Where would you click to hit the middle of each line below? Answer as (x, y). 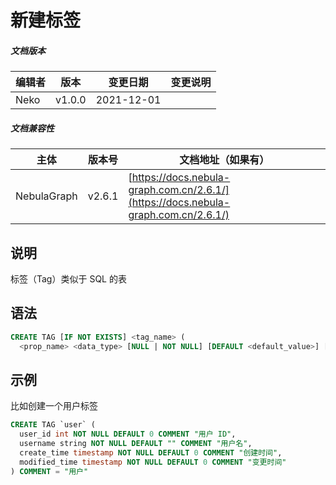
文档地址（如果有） (224, 160)
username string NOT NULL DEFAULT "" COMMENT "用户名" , (136, 444)
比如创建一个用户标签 (54, 406)
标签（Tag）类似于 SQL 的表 (68, 278)
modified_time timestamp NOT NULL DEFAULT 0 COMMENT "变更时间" (153, 462)
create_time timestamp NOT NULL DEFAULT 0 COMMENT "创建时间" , (151, 452)
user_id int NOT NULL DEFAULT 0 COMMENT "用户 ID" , (128, 434)
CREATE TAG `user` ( (53, 425)
